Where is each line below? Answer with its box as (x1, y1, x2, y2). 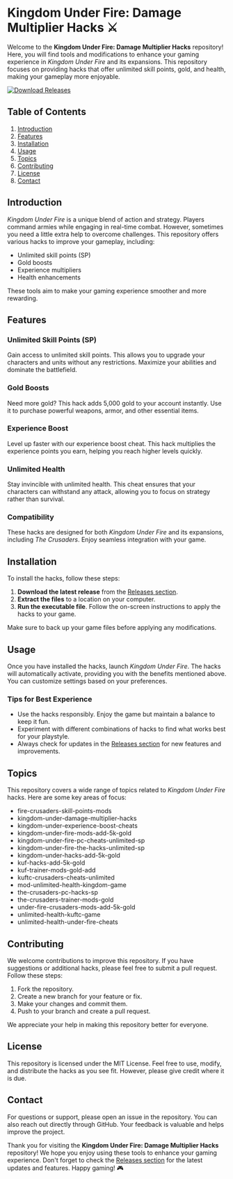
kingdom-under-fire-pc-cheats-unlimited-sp (17, 836, 145, 845)
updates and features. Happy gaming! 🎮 (7, 1164, 124, 1172)
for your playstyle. (17, 732, 70, 741)
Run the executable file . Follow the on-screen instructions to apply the (17, 603, 221, 611)
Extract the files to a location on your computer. (17, 595, 156, 603)
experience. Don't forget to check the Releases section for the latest (7, 1155, 203, 1164)
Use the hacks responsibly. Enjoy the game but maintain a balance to (17, 710, 216, 718)
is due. (7, 1074, 26, 1082)
